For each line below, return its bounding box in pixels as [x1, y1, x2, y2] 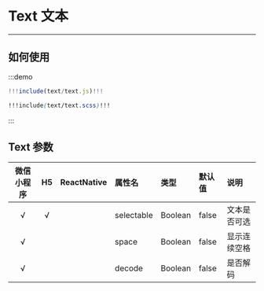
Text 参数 [8, 140, 53, 153]
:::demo [8, 72, 33, 81]
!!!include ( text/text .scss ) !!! [8, 101, 111, 109]
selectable [115, 210, 153, 221]
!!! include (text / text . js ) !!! [8, 87, 104, 95]
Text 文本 [8, 7, 69, 25]
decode [115, 263, 144, 274]
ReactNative [60, 177, 108, 188]
